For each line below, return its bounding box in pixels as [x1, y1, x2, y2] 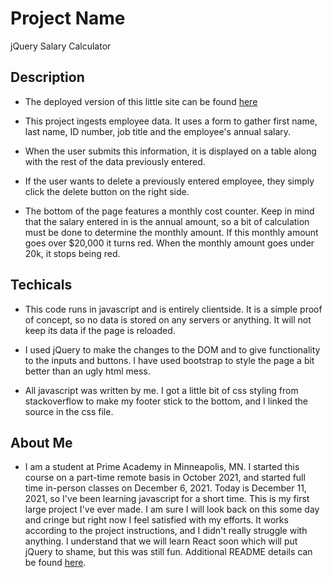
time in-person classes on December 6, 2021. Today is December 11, [24, 482, 307, 494]
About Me [10, 434, 73, 451]
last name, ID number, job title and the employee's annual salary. [24, 125, 292, 137]
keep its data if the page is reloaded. [24, 324, 176, 336]
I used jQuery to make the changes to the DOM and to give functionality [24, 343, 321, 356]
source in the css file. [24, 405, 114, 417]
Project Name [10, 7, 126, 30]
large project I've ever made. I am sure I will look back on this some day [24, 503, 320, 516]
